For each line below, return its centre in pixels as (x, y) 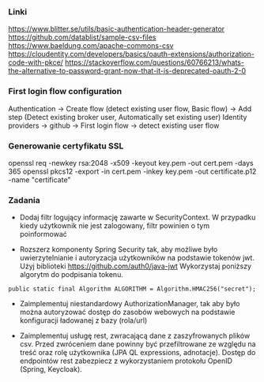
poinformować (43, 234)
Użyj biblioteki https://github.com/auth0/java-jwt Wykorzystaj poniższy (135, 266)
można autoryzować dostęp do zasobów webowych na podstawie (127, 312)
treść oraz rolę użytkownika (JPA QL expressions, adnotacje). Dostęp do (138, 353)
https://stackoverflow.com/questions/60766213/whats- (155, 62)
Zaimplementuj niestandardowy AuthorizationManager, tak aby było (130, 304)
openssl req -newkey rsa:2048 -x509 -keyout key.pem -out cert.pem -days (131, 163)
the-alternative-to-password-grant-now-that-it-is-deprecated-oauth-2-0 (127, 71)
